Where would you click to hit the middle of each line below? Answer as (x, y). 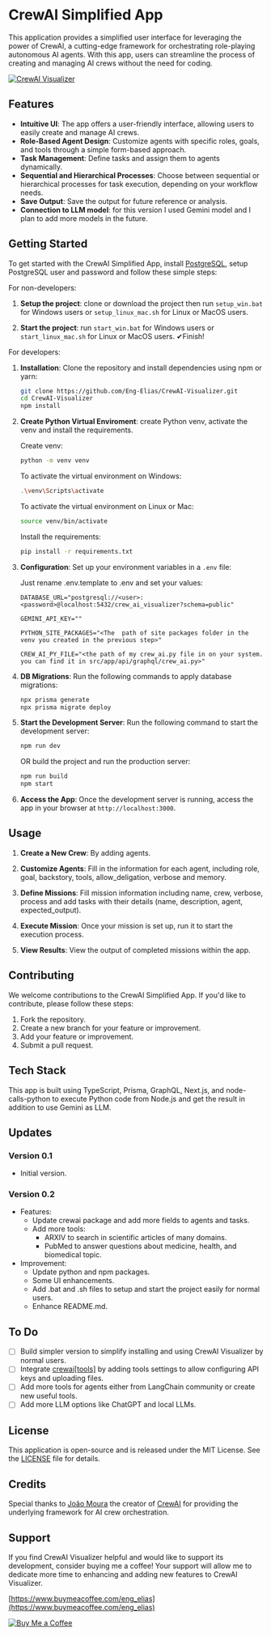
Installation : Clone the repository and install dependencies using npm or (141, 368)
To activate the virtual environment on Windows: (101, 476)
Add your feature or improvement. (76, 1036)
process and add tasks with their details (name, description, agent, (131, 901)
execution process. (52, 934)
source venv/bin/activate (64, 521)
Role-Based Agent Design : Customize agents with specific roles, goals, (140, 141)
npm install (40, 406)
